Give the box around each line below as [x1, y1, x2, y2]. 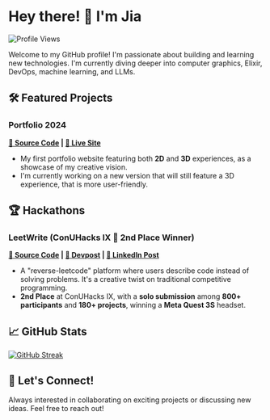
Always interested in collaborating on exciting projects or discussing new [8, 395, 251, 405]
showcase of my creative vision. [19, 162, 128, 172]
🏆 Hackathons [8, 204, 86, 217]
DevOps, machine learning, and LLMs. [8, 66, 136, 76]
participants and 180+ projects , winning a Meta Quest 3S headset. [19, 300, 247, 310]
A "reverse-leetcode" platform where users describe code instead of [19, 266, 250, 275]
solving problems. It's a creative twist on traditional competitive [19, 275, 232, 284]
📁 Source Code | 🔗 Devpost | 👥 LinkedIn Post [8, 250, 159, 260]
